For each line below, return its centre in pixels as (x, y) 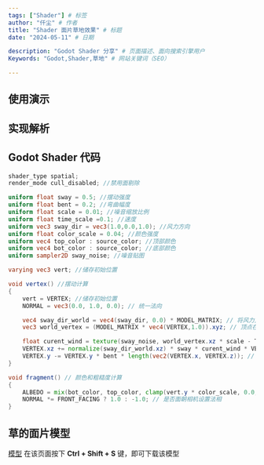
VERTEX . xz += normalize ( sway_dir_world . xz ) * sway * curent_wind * (135, 349)
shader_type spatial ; (44, 176)
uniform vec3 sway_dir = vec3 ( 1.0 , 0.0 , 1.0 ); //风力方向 (99, 227)
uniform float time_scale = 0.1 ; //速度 (72, 219)
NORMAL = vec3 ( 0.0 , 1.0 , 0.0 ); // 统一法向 (92, 306)
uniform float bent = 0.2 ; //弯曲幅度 (70, 205)
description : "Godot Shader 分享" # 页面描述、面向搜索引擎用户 (107, 52)
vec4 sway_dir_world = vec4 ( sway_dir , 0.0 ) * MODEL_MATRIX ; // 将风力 (139, 320)
